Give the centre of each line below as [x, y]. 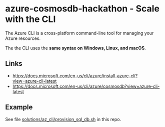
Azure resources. [23, 38]
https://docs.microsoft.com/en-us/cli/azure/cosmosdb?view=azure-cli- [86, 86]
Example [19, 107]
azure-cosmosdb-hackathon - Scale [82, 9]
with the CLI [30, 19]
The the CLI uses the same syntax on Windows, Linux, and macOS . [75, 48]
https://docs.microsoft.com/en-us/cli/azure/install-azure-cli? [75, 76]
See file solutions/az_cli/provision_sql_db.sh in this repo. [63, 119]
